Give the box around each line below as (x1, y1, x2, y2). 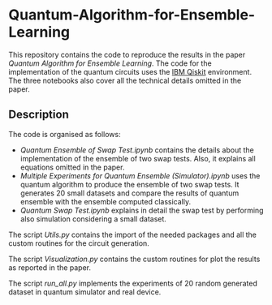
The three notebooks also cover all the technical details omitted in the (8, 75, 242, 85)
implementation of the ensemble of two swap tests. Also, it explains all (19, 153, 256, 163)
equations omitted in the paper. (19, 162, 125, 172)
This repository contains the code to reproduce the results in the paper (8, 49, 246, 59)
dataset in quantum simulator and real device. (8, 286, 162, 297)
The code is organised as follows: (8, 129, 121, 139)
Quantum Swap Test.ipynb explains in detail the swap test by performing (19, 205, 264, 215)
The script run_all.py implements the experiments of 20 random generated (8, 278, 258, 288)
